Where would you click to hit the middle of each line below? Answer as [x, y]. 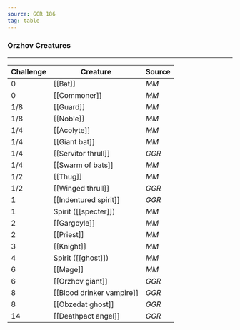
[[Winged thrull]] [81, 188]
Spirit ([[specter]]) [84, 211]
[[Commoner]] [77, 95]
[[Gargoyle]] [74, 223]
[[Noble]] [69, 119]
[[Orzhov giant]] [81, 281]
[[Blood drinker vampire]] [96, 292]
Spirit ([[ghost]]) [81, 258]
